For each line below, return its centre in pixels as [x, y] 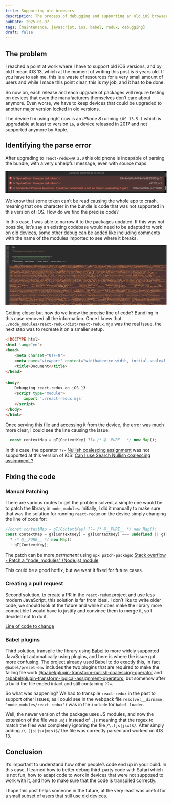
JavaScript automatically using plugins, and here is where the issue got [80, 656]
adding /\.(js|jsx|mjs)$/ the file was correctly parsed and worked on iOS [84, 730]
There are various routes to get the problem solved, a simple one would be [84, 502]
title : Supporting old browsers [40, 11]
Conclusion [24, 752]
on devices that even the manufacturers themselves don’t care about [78, 98]
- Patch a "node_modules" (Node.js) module [52, 560]
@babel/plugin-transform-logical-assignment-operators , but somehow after [85, 678]
